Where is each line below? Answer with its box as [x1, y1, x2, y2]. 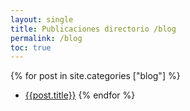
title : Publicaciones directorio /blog [10, 24, 177, 34]
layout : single [10, 14, 74, 25]
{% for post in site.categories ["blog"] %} [10, 70, 181, 82]
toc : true [10, 42, 52, 53]
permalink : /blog [10, 33, 83, 43]
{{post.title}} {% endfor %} [24, 89, 136, 101]
